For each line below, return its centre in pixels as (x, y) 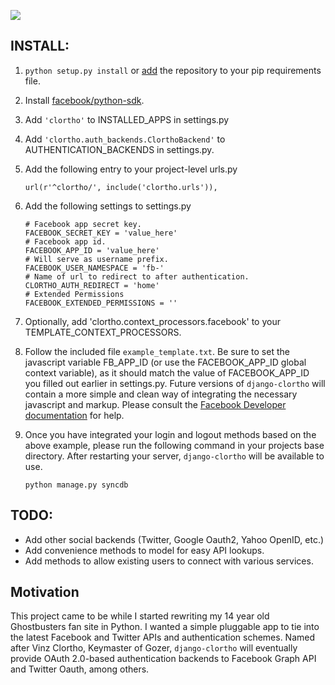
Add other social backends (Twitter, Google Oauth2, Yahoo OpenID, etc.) (174, 539)
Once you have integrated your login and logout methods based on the (170, 434)
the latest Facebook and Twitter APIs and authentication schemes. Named (163, 637)
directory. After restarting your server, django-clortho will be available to (174, 456)
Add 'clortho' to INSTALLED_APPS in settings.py (127, 119)
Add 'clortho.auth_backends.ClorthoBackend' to (125, 139)
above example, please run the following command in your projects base (174, 445)
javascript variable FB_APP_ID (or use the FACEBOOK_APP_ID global (165, 362)
